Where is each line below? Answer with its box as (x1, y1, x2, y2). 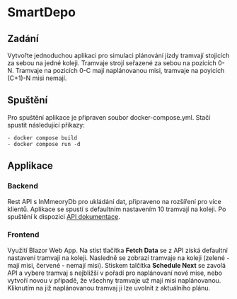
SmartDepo (7, 4, 76, 21)
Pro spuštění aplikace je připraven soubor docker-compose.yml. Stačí (7, 113, 211, 121)
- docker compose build (7, 134, 78, 142)
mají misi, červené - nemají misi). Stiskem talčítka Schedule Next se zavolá (7, 261, 226, 269)
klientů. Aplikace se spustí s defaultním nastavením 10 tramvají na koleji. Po (7, 205, 226, 213)
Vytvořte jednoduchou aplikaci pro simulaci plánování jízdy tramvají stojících (7, 51, 230, 60)
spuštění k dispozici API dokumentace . (7, 212, 120, 220)
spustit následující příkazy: (7, 120, 85, 129)
